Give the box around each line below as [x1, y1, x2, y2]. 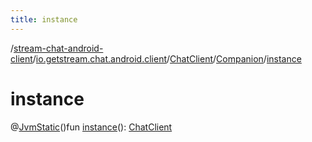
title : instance [10, 14, 78, 25]
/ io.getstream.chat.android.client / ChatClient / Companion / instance [32, 52, 302, 65]
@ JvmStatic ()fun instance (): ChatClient [10, 121, 173, 133]
